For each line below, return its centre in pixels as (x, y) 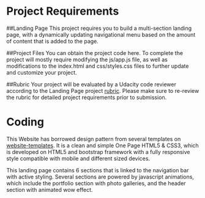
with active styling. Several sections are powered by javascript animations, (100, 177)
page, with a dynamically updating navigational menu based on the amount (101, 34)
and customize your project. (42, 72)
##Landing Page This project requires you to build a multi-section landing (99, 28)
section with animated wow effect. (50, 189)
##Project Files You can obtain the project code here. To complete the (95, 53)
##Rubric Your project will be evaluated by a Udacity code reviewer (91, 84)
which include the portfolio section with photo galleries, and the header (96, 183)
